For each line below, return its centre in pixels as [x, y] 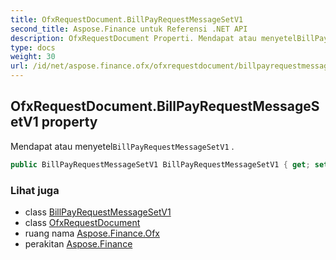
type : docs [33, 47]
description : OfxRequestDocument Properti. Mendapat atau [133, 38]
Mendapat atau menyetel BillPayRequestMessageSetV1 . [122, 146]
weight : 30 [33, 57]
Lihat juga [35, 190]
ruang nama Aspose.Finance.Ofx [92, 233]
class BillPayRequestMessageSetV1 [98, 212]
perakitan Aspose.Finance [78, 243]
